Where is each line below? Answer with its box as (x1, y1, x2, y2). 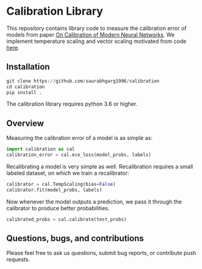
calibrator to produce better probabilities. (6, 204, 110, 212)
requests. (6, 256, 31, 263)
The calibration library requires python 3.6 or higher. (6, 100, 138, 108)
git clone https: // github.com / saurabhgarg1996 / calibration (6, 78, 160, 84)
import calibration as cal (6, 146, 75, 152)
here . (6, 44, 20, 51)
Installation (6, 62, 50, 72)
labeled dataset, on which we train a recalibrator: (6, 169, 129, 177)
